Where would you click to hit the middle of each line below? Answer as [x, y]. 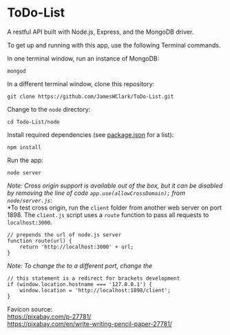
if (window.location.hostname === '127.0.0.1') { [80, 284]
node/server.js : [30, 200]
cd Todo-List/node [33, 122]
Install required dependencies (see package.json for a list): [91, 134]
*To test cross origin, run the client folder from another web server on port [115, 207]
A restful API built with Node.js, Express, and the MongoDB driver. [101, 32]
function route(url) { [40, 241]
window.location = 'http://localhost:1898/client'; [95, 290]
